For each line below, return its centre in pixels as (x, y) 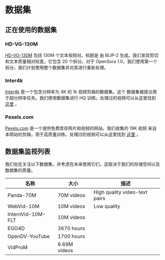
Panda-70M (22, 195)
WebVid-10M (24, 207)
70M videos (71, 195)
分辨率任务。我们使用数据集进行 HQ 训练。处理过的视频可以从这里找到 (85, 98)
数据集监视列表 (28, 151)
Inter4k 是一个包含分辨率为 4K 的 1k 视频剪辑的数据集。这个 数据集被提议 (79, 92)
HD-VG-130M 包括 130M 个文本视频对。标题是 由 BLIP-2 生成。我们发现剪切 (82, 55)
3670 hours (71, 229)
